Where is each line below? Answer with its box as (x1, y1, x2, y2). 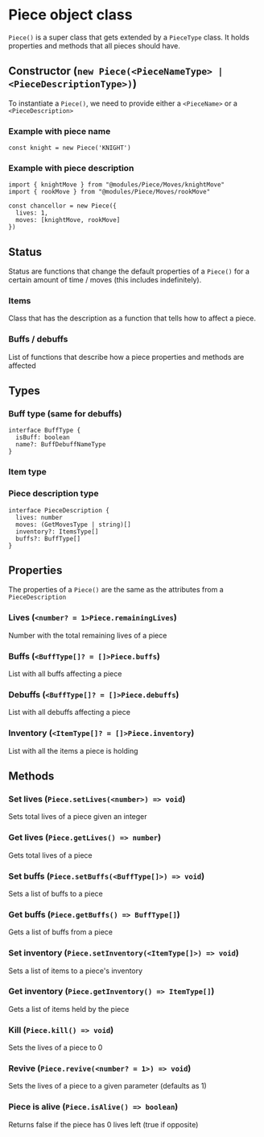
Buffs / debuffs (8, 333, 68, 345)
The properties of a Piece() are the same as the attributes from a (8, 585, 224, 595)
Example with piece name (8, 125, 111, 136)
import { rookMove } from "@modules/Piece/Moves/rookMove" (8, 188, 211, 196)
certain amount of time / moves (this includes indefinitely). (8, 275, 202, 285)
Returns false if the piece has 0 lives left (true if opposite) (8, 1119, 199, 1129)
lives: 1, (15, 209, 48, 217)
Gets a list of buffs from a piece (8, 927, 113, 937)
